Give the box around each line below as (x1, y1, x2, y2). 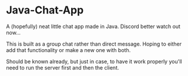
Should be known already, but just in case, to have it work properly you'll (6, 58, 182, 65)
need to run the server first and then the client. (6, 64, 119, 71)
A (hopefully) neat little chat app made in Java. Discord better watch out (6, 23, 181, 30)
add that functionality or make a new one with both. (6, 46, 131, 53)
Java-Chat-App (6, 4, 84, 17)
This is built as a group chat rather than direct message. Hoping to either (6, 40, 182, 47)
